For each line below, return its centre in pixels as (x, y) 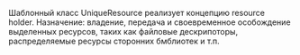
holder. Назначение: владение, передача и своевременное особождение (150, 22)
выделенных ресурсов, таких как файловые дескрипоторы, (123, 31)
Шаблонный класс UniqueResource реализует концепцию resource (136, 13)
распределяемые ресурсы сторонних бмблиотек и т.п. (114, 41)
